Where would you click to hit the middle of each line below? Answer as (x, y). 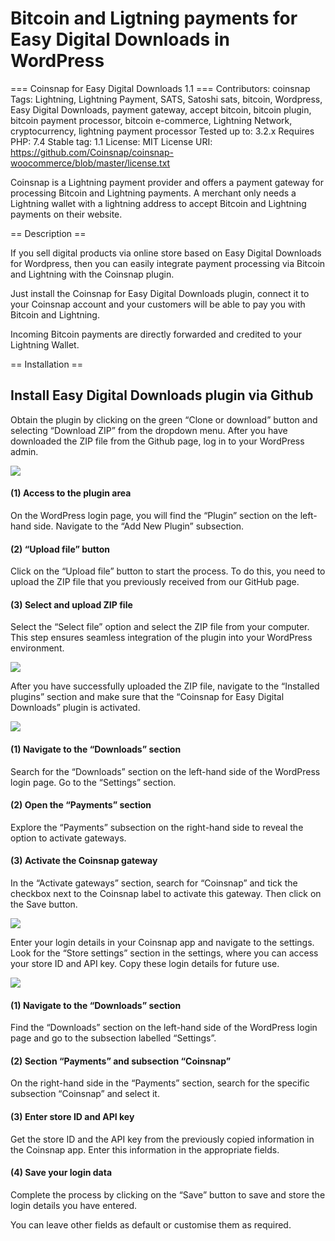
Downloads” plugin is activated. (75, 708)
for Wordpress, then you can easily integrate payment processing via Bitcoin (168, 263)
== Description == (48, 233)
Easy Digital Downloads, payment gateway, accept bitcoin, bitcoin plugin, (161, 109)
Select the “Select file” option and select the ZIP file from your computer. (160, 627)
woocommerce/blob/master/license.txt (90, 163)
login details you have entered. (74, 1205)
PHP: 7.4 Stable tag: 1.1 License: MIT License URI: (111, 141)
